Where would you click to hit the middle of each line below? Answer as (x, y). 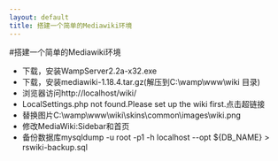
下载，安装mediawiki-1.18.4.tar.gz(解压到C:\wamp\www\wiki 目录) (141, 81)
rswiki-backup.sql (55, 147)
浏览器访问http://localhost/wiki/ (79, 93)
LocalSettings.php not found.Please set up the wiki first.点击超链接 (143, 103)
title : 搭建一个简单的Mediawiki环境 (71, 26)
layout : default (39, 17)
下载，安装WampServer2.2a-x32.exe (89, 71)
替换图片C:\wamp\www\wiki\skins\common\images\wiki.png (131, 115)
